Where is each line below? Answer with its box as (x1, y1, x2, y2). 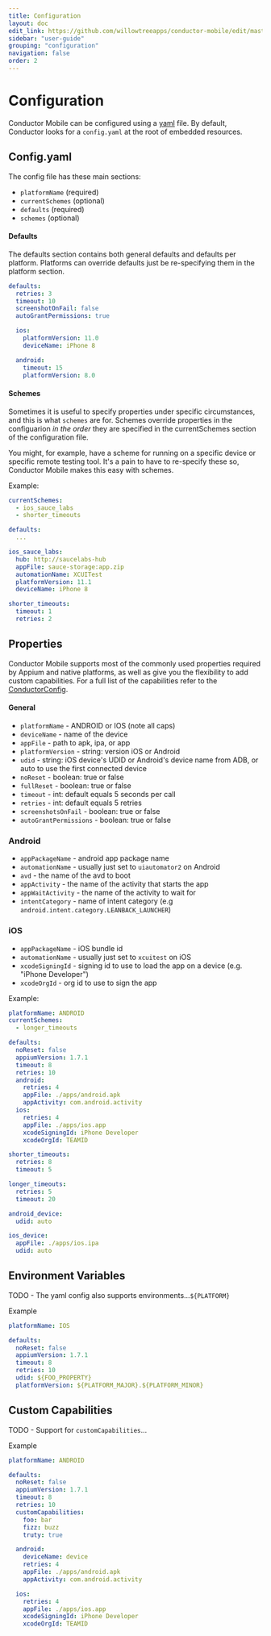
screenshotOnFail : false (15, 304, 99, 313)
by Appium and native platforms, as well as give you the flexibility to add (8, 667, 248, 677)
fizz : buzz (23, 1523, 60, 1531)
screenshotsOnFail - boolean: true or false (19, 806, 161, 816)
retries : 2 (15, 615, 52, 624)
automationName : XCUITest (15, 570, 103, 578)
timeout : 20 (15, 1195, 56, 1203)
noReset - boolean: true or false (19, 772, 124, 782)
